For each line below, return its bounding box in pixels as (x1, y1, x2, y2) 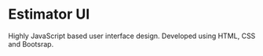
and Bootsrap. (8, 39, 54, 48)
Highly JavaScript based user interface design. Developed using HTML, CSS (8, 31, 256, 40)
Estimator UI (8, 5, 90, 23)
